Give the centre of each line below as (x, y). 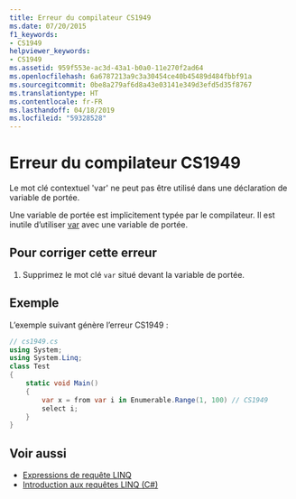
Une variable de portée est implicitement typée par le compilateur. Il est (142, 215)
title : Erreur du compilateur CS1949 (80, 18)
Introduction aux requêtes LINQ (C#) (90, 485)
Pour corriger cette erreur (83, 253)
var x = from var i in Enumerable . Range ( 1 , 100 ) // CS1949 (155, 400)
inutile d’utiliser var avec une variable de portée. (99, 225)
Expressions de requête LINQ (77, 476)
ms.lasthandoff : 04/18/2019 (62, 110)
